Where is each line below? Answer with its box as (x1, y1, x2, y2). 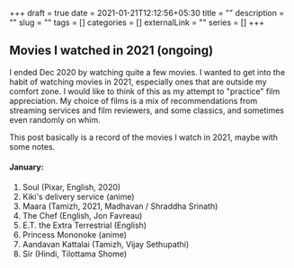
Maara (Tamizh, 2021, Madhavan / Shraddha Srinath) (22, 201, 218, 212)
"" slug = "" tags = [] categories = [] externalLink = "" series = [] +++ (9, 17, 265, 28)
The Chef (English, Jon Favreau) (22, 211, 143, 221)
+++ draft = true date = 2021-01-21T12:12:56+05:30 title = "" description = (9, 8, 285, 18)
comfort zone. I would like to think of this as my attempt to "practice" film (9, 85, 281, 97)
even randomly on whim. (9, 114, 101, 125)
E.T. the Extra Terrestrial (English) (22, 220, 147, 231)
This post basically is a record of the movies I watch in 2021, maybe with (9, 132, 279, 143)
